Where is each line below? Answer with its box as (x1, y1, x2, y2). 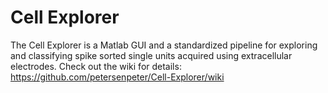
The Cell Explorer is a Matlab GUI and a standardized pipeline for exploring (10, 39, 318, 51)
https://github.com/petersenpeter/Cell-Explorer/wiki (10, 71, 225, 83)
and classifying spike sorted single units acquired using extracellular (10, 49, 293, 61)
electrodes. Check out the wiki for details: (10, 60, 182, 72)
